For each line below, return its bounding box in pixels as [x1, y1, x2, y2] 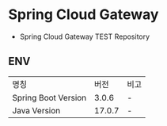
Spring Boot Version [12, 92, 87, 103]
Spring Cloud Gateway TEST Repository [19, 32, 150, 41]
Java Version [12, 105, 61, 116]
